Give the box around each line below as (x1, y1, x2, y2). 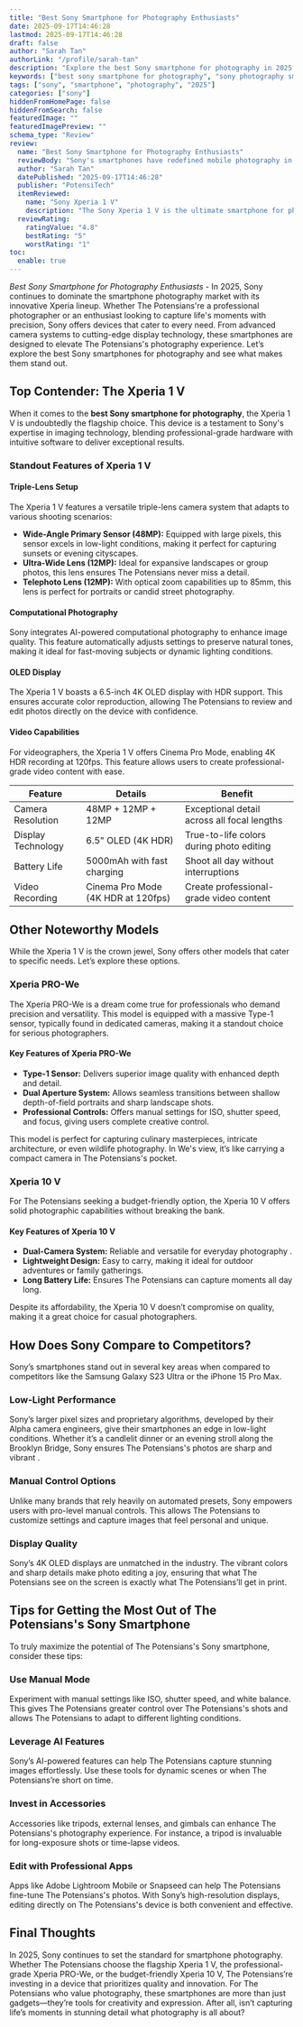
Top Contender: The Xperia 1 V (9, 384, 186, 400)
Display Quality (9, 1537, 78, 1550)
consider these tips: (9, 1650, 83, 1661)
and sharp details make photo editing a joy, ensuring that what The (9, 1567, 258, 1579)
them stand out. (9, 358, 69, 368)
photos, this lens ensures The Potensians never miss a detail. (22, 567, 250, 577)
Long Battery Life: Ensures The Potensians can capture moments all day (22, 1275, 293, 1285)
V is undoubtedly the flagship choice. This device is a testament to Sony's (9, 417, 284, 428)
